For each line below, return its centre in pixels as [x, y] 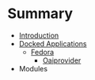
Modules [33, 68]
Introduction [39, 35]
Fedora [42, 52]
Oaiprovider [62, 60]
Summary [40, 14]
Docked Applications [53, 43]
